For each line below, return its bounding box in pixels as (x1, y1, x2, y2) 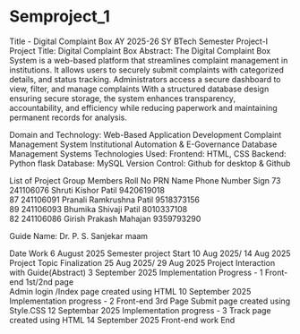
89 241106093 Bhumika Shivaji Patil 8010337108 (9, 203, 188, 214)
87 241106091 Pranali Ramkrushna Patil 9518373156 (9, 194, 200, 205)
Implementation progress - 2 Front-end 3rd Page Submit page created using (9, 295, 291, 306)
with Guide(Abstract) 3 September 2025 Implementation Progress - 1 (9, 267, 263, 278)
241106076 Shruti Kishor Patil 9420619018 (9, 184, 166, 195)
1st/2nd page (25, 276, 74, 287)
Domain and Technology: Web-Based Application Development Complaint (9, 129, 282, 140)
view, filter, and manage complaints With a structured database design (9, 83, 270, 94)
